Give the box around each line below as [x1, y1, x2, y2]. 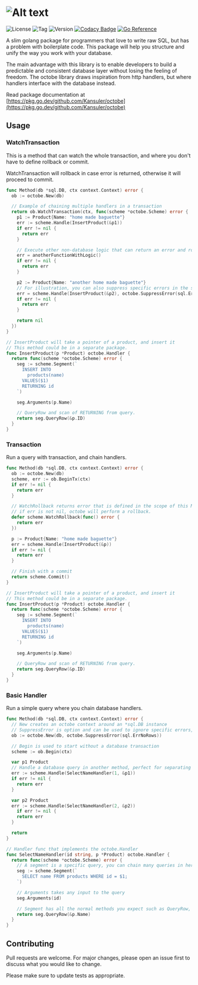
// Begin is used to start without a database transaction [11, 743, 160, 749]
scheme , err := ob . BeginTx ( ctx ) [11, 476, 91, 482]
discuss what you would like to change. [6, 961, 102, 968]
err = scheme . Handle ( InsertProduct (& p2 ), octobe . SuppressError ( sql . [16, 290, 189, 296]
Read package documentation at [6, 91, 85, 98]
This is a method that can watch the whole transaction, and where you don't [6, 152, 191, 159]
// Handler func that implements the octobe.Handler [6, 846, 138, 852]
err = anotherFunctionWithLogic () [16, 253, 101, 258]
